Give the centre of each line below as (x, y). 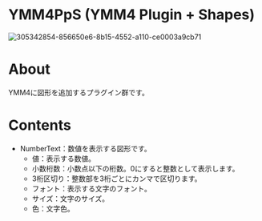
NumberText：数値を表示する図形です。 (85, 148)
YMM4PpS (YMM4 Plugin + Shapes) (131, 15)
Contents (40, 125)
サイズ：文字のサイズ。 (71, 199)
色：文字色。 (53, 208)
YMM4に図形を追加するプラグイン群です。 (79, 92)
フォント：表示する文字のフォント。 (92, 188)
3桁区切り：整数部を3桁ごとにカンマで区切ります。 (117, 179)
